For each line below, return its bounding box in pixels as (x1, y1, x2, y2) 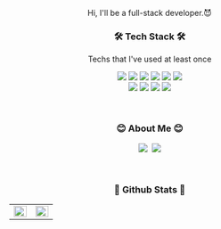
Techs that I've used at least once (87, 53, 212, 65)
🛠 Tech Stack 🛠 (113, 30, 186, 43)
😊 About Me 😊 (116, 122, 184, 135)
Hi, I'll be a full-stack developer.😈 (87, 8, 212, 18)
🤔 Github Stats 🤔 (114, 183, 185, 195)
